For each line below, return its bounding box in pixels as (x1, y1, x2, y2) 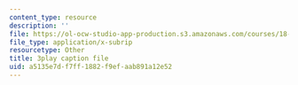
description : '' (9, 21, 69, 30)
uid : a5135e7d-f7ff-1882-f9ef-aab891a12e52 (9, 63, 173, 72)
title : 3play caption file (9, 54, 109, 63)
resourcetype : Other (9, 46, 86, 55)
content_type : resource (9, 12, 98, 22)
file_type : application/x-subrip (9, 37, 133, 47)
